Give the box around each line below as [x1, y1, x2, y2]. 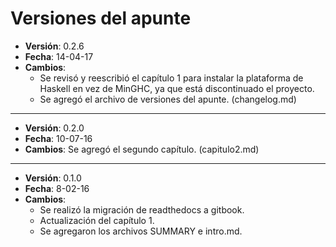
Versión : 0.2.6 [24, 40, 85, 52]
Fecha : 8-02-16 [24, 182, 90, 194]
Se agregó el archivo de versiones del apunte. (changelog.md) [39, 93, 297, 105]
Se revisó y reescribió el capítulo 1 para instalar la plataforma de [39, 72, 304, 84]
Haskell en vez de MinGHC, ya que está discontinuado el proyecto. [39, 82, 315, 94]
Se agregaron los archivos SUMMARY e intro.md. [39, 225, 243, 237]
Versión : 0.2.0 [24, 122, 85, 134]
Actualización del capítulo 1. [39, 214, 155, 226]
